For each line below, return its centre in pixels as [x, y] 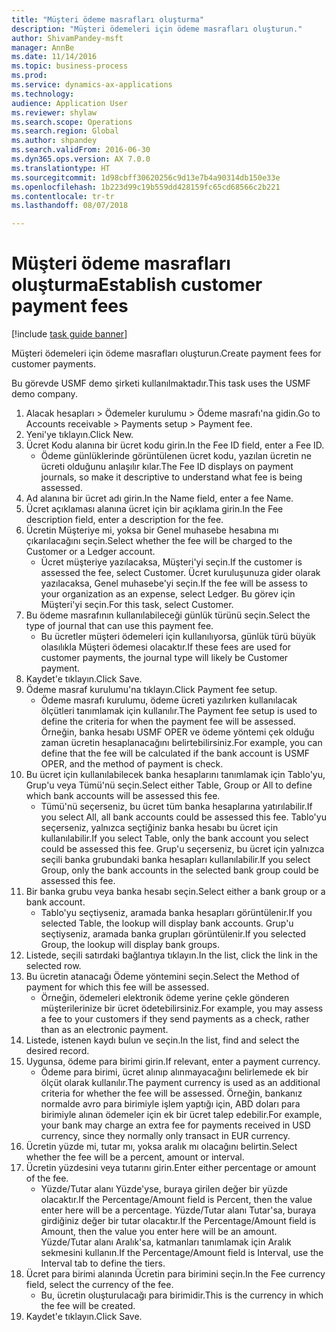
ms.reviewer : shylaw [54, 112]
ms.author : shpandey [54, 141]
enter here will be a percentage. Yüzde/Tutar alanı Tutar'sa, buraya [178, 1210]
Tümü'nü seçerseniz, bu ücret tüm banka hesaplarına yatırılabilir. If [176, 807]
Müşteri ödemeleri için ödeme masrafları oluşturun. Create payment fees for [166, 353]
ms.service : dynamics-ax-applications [92, 85]
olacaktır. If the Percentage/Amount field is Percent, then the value [176, 1200]
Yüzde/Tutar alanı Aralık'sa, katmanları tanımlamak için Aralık [166, 1242]
